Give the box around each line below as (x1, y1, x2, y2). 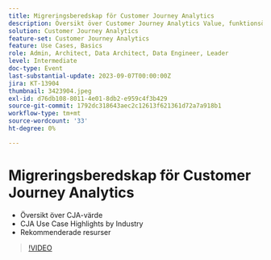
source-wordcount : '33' (8, 117, 89, 125)
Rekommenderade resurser (19, 227, 111, 237)
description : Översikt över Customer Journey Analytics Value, (8, 19, 226, 27)
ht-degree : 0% (8, 124, 56, 132)
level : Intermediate (8, 57, 78, 65)
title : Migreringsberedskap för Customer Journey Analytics (8, 11, 215, 20)
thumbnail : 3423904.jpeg (8, 86, 92, 95)
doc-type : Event (8, 65, 63, 73)
